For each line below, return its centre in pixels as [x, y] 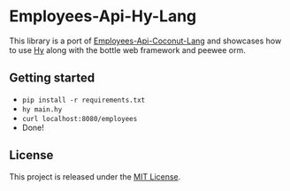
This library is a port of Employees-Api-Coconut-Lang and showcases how [145, 41]
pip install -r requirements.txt [84, 100]
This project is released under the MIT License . [95, 176]
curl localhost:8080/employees [80, 118]
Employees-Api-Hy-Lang [103, 16]
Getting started [52, 78]
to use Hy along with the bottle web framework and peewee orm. [127, 50]
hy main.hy [42, 109]
